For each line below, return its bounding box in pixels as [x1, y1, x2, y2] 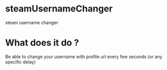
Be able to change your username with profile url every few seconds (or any [5, 53, 162, 59]
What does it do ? [5, 37, 79, 48]
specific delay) [5, 58, 36, 65]
